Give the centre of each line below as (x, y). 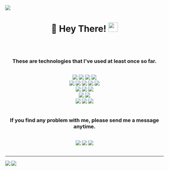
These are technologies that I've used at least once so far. (84, 61)
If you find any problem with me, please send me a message (84, 120)
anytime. (84, 127)
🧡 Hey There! (79, 29)
